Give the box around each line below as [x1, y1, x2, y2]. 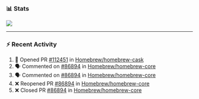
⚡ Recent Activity [6, 40, 57, 48]
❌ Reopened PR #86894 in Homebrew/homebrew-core [14, 80, 150, 87]
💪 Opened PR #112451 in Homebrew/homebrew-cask [14, 56, 144, 63]
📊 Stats [6, 4, 30, 12]
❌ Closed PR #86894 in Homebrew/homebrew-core [14, 87, 142, 94]
